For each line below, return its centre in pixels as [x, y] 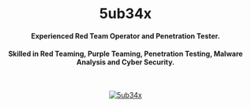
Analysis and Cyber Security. [126, 62]
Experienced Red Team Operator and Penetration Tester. [126, 35]
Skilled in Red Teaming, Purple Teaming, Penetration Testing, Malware [126, 54]
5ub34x [126, 14]
